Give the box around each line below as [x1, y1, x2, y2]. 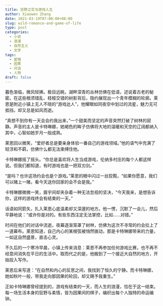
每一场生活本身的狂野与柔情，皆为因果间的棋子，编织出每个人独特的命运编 [5, 289, 154, 295]
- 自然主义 [9, 43, 29, 48]
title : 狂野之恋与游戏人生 [5, 7, 53, 12]
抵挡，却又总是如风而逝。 [5, 107, 56, 113]
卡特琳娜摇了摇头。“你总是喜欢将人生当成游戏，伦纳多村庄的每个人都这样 [5, 156, 152, 162]
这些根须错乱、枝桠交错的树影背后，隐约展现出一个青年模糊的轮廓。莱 [17, 95, 158, 101]
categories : [5, 30, 29, 35]
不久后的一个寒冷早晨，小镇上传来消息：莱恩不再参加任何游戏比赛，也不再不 [5, 244, 158, 251]
